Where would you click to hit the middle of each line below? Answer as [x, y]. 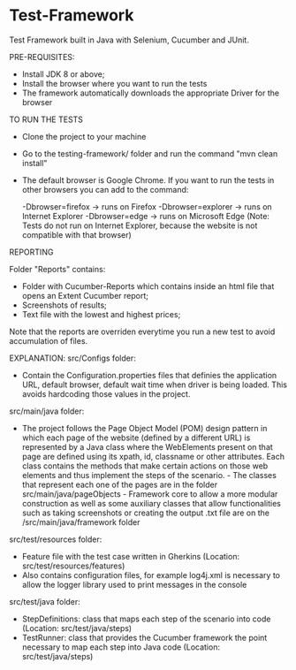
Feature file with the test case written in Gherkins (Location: [131, 556]
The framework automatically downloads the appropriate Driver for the [151, 93]
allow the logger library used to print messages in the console [134, 584]
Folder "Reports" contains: [57, 269]
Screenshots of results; [65, 305]
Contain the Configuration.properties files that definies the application [149, 375]
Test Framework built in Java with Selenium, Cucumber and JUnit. [129, 40]
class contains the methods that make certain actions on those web [145, 466]
